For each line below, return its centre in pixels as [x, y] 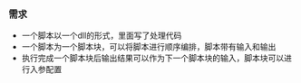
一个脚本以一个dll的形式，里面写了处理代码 [102, 36]
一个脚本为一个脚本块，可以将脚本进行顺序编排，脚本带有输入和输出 [149, 47]
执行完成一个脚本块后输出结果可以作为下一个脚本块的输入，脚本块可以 [153, 58]
